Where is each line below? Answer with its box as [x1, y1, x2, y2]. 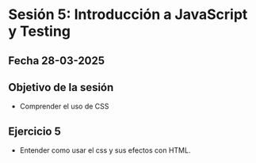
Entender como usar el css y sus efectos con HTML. [19, 146, 191, 155]
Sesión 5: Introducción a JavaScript [8, 6, 248, 24]
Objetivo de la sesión [8, 81, 114, 94]
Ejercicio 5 [8, 124, 62, 138]
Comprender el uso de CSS [19, 101, 109, 112]
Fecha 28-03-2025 [8, 54, 105, 67]
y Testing [8, 22, 71, 40]
